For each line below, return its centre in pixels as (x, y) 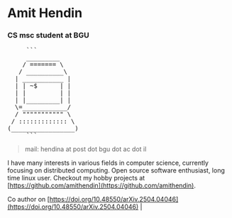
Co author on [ (28, 200)
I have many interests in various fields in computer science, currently (108, 163)
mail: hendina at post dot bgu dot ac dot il (85, 149)
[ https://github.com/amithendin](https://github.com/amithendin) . (102, 185)
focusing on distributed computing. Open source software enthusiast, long (116, 170)
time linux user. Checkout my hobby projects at (76, 178)
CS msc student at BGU (49, 36)
